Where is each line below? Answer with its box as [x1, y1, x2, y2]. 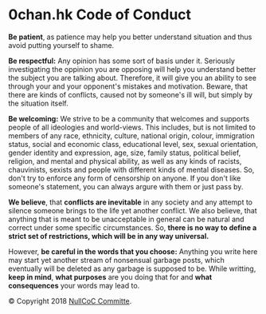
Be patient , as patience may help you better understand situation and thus [8, 32, 252, 42]
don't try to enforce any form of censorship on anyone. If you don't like [8, 173, 241, 183]
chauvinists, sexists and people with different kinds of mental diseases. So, [8, 165, 255, 174]
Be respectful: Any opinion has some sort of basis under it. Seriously [8, 56, 235, 66]
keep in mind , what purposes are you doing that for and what [8, 272, 213, 281]
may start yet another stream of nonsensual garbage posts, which [8, 255, 225, 264]
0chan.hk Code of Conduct [8, 6, 192, 24]
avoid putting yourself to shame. [8, 40, 115, 50]
